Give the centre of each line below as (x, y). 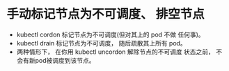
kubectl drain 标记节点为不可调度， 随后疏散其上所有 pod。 (102, 43)
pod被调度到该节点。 (65, 60)
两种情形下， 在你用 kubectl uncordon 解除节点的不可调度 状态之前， (116, 52)
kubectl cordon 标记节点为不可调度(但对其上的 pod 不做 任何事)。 (110, 34)
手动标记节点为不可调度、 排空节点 (105, 14)
